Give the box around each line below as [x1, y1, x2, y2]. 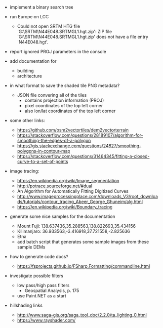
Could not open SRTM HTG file [17, 23, 81, 29]
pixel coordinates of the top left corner [24, 103, 103, 108]
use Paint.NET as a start [17, 293, 67, 298]
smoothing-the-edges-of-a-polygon [17, 138, 91, 143]
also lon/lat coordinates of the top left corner [24, 108, 116, 114]
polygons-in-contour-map [17, 148, 71, 154]
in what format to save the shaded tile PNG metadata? [9, 82, 120, 88]
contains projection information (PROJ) [24, 97, 104, 103]
